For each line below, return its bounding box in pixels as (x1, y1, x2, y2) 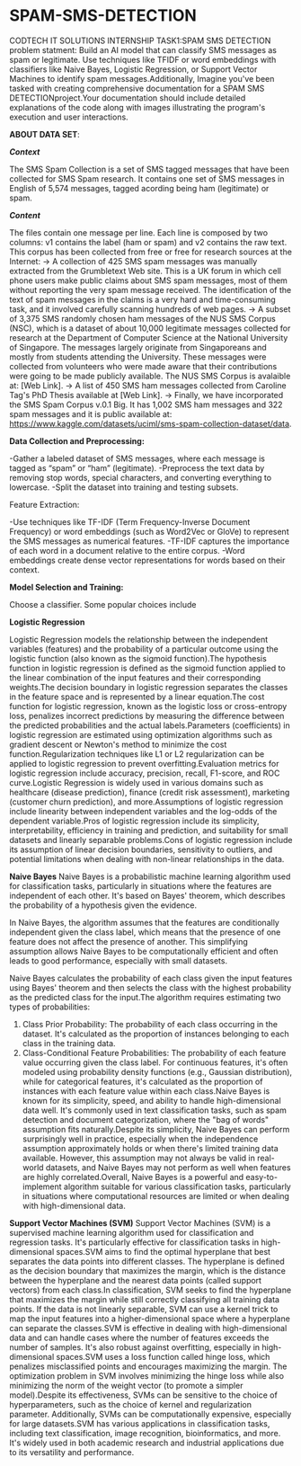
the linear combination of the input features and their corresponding (9, 671, 261, 683)
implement (22, 1181, 62, 1192)
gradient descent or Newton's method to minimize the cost (9, 739, 227, 750)
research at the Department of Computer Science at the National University (9, 332, 288, 342)
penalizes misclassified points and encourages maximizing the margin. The (9, 1361, 288, 1372)
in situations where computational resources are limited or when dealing (22, 1190, 290, 1201)
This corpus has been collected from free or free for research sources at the (9, 246, 292, 257)
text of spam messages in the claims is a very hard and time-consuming (9, 294, 276, 305)
